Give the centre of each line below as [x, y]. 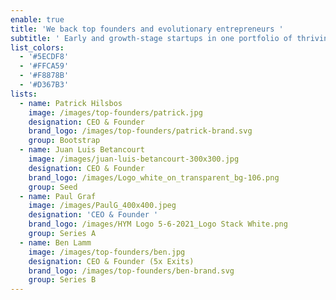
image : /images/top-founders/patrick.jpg [115, 112]
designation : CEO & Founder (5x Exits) [111, 261]
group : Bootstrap [64, 141]
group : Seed [53, 187]
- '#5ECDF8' [44, 57]
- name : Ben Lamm [55, 242]
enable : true [37, 19]
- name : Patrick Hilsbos [71, 103]
